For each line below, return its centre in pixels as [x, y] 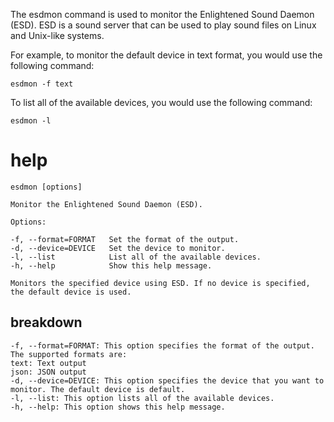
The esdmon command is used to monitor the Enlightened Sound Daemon [162, 14]
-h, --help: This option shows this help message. [118, 407]
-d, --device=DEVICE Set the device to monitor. [118, 248]
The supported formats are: [69, 354]
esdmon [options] [46, 187]
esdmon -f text [42, 84]
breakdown [46, 322]
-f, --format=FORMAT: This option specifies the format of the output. [162, 345]
